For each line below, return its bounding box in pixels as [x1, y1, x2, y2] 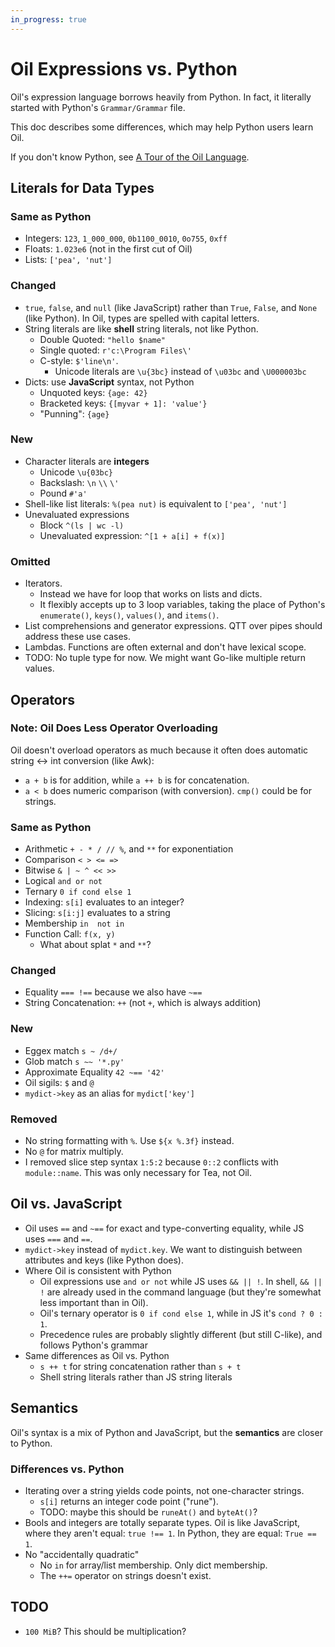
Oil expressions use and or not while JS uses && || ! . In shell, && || [39, 1275, 323, 1287]
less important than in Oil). [39, 1296, 149, 1308]
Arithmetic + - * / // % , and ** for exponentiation [24, 843, 234, 855]
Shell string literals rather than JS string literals [39, 1371, 233, 1383]
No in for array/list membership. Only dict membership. [39, 1559, 268, 1571]
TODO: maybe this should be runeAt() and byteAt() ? [39, 1506, 258, 1518]
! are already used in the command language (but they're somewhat [39, 1286, 322, 1298]
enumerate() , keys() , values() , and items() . [39, 609, 220, 621]
